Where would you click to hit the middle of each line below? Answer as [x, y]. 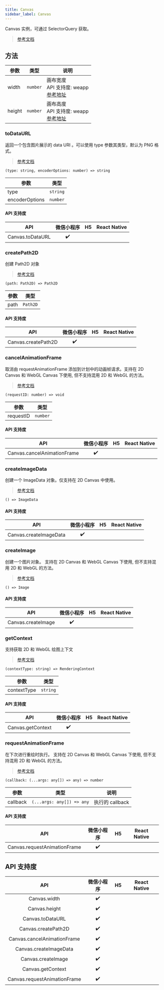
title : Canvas [20, 10]
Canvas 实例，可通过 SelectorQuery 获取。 [48, 29]
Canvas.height [44, 909]
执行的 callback [112, 802]
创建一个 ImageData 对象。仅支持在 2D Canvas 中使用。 [61, 480]
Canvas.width [44, 899]
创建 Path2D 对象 [22, 264]
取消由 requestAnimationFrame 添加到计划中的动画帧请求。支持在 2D [74, 369]
